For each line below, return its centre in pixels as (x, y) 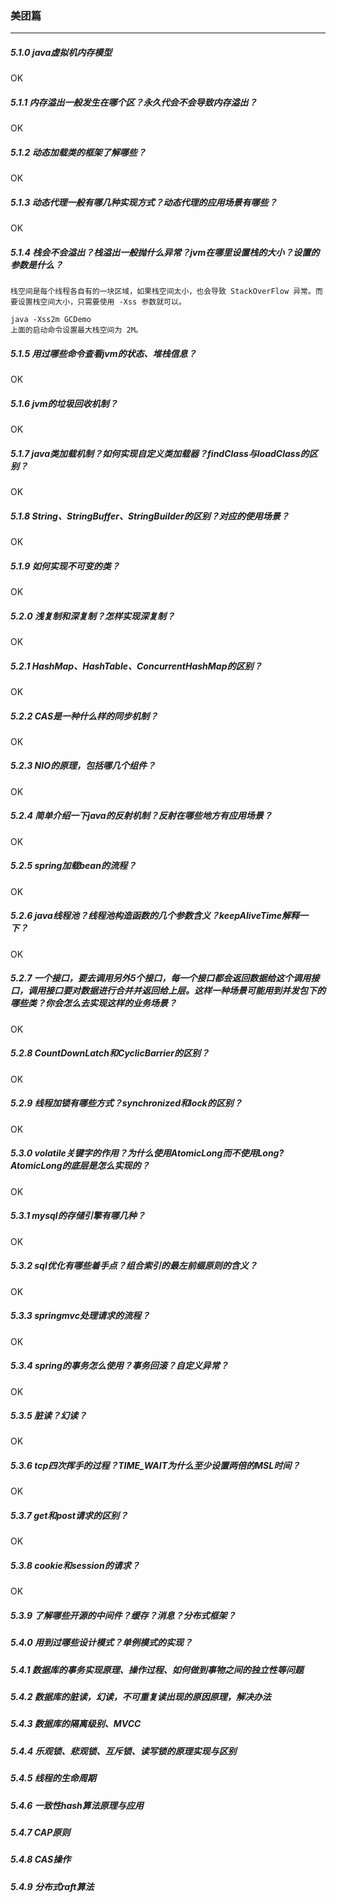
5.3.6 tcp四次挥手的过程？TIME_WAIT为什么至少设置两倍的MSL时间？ (155, 1466)
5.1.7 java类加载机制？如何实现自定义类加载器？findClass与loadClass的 (160, 453)
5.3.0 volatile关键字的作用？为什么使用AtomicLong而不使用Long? (147, 1153)
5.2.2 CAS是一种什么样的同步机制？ (84, 716)
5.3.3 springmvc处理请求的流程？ (80, 1316)
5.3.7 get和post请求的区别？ (69, 1516)
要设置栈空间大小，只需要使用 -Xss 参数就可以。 (98, 302)
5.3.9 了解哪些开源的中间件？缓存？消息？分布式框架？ (123, 1615)
